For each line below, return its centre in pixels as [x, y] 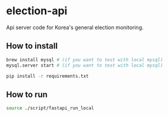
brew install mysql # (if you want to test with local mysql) [85, 60]
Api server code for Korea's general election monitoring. [75, 27]
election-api [37, 11]
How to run [27, 94]
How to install [32, 46]
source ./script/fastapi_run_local [50, 108]
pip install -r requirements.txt [47, 76]
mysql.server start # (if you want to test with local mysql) [85, 65]
